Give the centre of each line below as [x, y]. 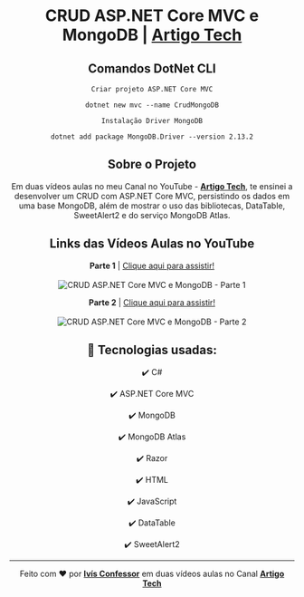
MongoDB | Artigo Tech [152, 35]
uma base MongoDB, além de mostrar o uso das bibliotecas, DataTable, [152, 206]
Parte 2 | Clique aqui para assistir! [152, 302]
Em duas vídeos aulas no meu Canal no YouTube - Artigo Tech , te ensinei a [152, 186]
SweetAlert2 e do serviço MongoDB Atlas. [152, 215]
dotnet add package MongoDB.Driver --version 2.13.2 [152, 137]
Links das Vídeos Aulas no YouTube [152, 244]
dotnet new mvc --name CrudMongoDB [152, 105]
